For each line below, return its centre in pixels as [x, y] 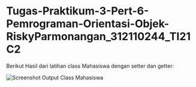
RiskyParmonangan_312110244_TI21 [98, 37]
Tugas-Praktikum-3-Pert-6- [78, 11]
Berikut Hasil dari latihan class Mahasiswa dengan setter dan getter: [90, 66]
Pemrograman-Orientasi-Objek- [88, 24]
